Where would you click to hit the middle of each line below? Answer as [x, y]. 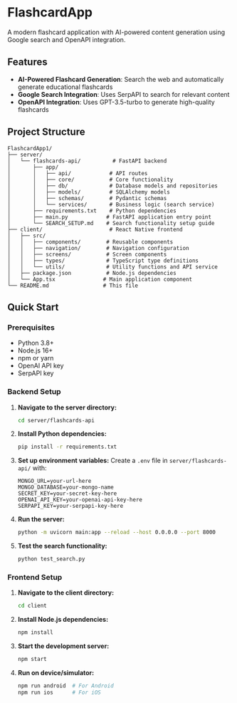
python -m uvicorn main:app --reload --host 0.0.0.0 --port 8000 [116, 532]
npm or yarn [36, 358]
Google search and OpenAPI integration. [67, 39]
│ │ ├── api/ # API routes [78, 173]
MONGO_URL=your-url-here [54, 481]
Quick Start [33, 307]
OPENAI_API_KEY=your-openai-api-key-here [80, 500]
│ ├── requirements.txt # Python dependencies [92, 211]
